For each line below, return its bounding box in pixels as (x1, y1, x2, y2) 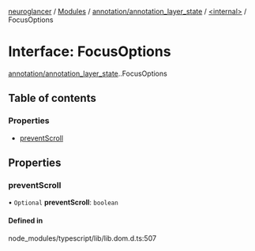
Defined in (8, 215, 43, 225)
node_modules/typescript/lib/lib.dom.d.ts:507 (8, 233, 156, 243)
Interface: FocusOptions (8, 43, 171, 61)
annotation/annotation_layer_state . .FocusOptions (8, 69, 167, 78)
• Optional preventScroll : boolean (8, 197, 118, 208)
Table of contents (8, 92, 96, 105)
